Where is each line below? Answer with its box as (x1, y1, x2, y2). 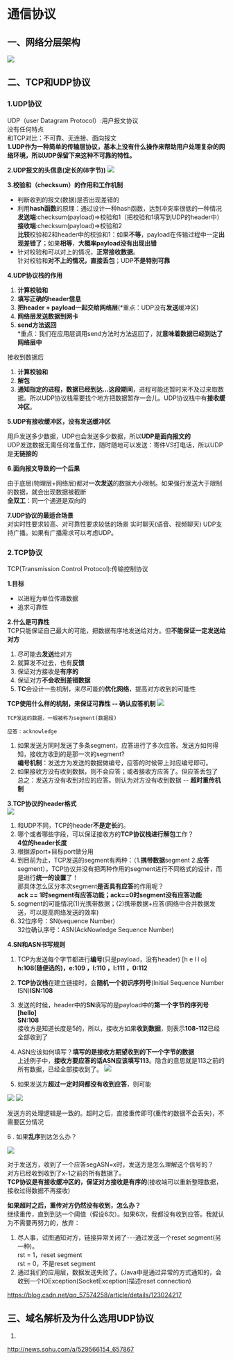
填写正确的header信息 (17, 294, 81, 303)
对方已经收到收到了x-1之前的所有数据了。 (7, 1169, 126, 1177)
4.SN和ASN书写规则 (7, 940, 66, 948)
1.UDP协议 (7, 99, 42, 109)
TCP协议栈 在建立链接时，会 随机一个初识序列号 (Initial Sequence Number (17, 978, 224, 986)
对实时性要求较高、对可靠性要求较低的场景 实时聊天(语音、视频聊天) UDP (7, 520, 216, 528)
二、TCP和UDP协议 (7, 77, 91, 88)
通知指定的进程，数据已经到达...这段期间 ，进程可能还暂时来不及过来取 (17, 385, 218, 393)
